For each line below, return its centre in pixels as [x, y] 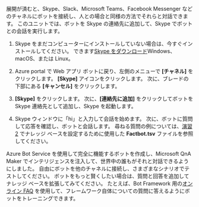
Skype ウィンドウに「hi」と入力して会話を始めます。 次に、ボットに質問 [104, 119]
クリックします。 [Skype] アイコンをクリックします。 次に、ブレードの [102, 79]
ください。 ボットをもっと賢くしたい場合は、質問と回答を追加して [108, 176]
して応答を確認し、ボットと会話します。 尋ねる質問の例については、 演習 [104, 126]
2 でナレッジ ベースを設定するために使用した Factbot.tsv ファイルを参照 [104, 134]
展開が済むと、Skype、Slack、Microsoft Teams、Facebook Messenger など [99, 9]
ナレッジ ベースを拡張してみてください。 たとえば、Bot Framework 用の [94, 184]
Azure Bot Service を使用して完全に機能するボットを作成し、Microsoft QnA [99, 154]
